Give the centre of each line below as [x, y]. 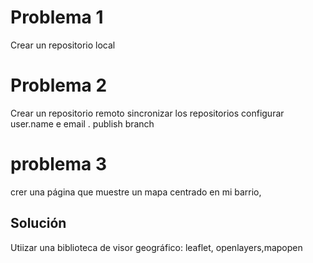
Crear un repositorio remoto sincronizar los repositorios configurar [147, 113]
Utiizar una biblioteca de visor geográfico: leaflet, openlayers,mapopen [156, 247]
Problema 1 [57, 17]
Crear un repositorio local [63, 45]
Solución [38, 223]
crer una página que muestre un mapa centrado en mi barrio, [136, 192]
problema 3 [58, 164]
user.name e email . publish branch [82, 123]
